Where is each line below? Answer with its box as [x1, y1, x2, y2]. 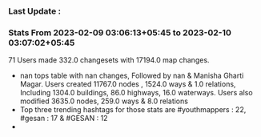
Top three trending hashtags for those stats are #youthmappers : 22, [19, 105, 247, 115]
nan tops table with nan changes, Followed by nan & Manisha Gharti [19, 71, 244, 81]
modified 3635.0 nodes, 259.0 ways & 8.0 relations [19, 96, 188, 106]
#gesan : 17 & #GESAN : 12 [19, 114, 108, 123]
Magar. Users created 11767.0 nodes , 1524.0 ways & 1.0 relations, [19, 79, 236, 89]
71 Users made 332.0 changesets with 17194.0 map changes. [8, 55, 210, 65]
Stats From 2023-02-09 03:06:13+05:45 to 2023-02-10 [8, 26, 232, 38]
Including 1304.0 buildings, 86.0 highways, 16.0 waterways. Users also [19, 88, 254, 98]
